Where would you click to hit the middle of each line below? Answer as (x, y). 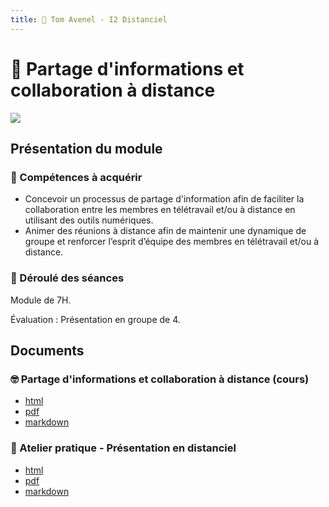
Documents (47, 350)
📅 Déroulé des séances (67, 278)
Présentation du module (86, 148)
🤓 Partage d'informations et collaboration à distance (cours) (160, 379)
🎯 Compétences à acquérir (76, 177)
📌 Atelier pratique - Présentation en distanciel (123, 448)
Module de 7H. (41, 300)
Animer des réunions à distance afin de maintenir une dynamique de (165, 231)
